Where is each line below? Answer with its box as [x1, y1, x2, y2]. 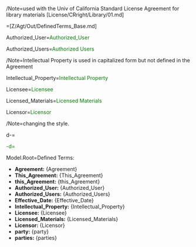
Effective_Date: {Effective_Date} [14, 197, 94, 203]
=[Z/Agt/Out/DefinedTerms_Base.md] [6, 23, 97, 29]
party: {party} [14, 228, 49, 235]
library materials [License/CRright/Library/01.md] [6, 11, 124, 18]
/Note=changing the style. [6, 120, 69, 127]
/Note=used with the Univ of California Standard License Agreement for [6, 5, 180, 12]
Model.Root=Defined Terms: [6, 154, 75, 161]
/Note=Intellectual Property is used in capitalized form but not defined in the [6, 57, 191, 64]
